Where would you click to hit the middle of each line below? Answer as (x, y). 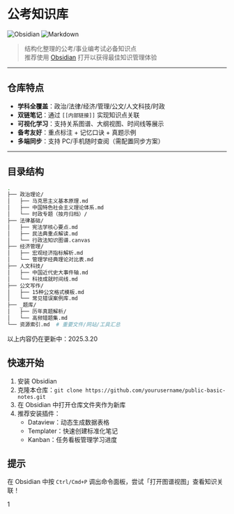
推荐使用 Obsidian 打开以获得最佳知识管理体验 (91, 57)
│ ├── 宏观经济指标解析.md (45, 253)
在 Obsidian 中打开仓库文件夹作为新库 (71, 404)
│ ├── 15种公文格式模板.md (46, 292)
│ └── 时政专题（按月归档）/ (47, 214)
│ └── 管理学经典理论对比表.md (50, 260)
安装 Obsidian (37, 381)
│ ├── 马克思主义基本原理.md (48, 201)
